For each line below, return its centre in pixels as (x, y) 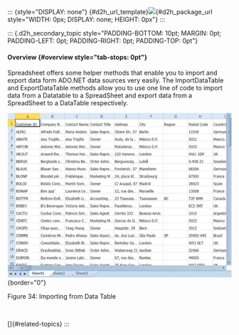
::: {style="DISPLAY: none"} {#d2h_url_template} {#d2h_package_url (110, 12)
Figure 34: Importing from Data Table (62, 297)
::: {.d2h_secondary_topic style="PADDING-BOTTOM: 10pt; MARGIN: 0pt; (115, 33)
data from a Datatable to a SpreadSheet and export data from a (100, 95)
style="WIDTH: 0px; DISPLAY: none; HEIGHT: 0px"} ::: (86, 19)
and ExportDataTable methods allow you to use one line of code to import (115, 88)
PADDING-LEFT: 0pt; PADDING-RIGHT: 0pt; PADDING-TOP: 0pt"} (102, 41)
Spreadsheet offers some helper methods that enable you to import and (112, 73)
